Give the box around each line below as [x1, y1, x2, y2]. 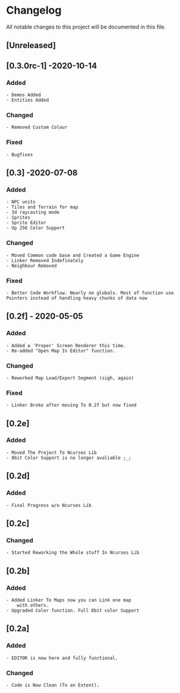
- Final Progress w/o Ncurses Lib [6, 502, 92, 508]
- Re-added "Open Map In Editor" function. [6, 348, 116, 354]
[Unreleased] [6, 40, 56, 51]
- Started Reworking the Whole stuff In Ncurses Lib [6, 550, 140, 556]
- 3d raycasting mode [6, 209, 60, 216]
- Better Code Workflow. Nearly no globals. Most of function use [6, 289, 174, 296]
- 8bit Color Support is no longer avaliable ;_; [6, 455, 132, 461]
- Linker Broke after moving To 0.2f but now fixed [6, 402, 137, 408]
